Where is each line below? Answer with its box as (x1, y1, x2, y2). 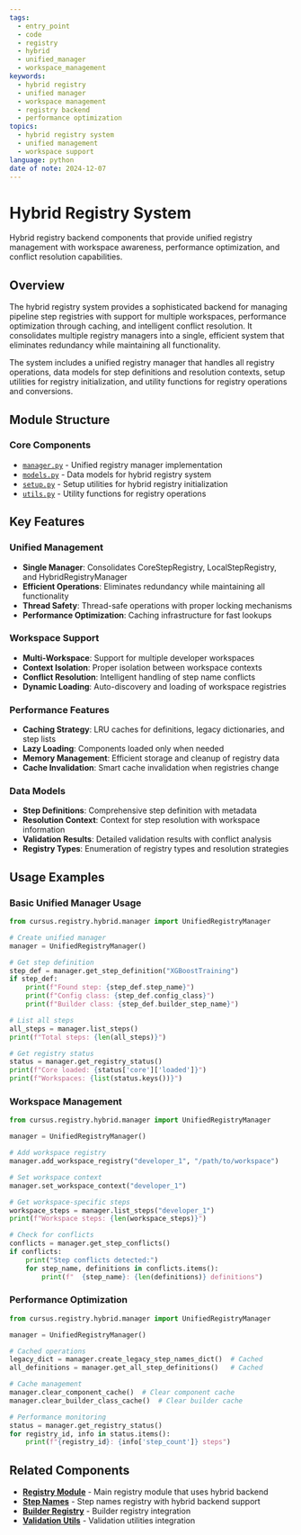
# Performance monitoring (9, 1413, 106, 1422)
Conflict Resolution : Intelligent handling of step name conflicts (22, 672, 256, 682)
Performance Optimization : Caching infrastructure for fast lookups (22, 609, 272, 620)
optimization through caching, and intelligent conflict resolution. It (9, 321, 253, 331)
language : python (9, 155, 75, 165)
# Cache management (9, 1379, 83, 1389)
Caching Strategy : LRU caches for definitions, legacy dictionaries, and (22, 724, 285, 735)
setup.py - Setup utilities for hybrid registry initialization (22, 478, 228, 489)
